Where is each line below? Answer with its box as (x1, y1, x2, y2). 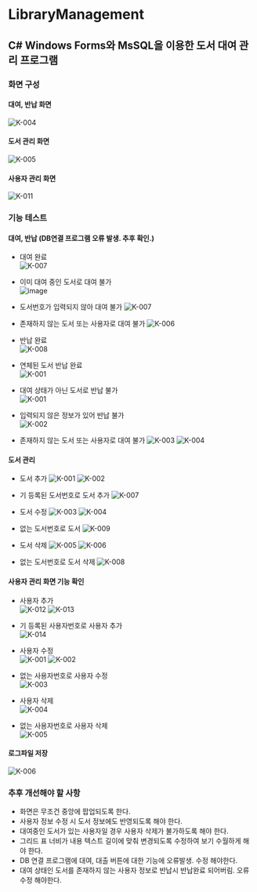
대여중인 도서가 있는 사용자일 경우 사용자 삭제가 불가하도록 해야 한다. (19, 826, 229, 836)
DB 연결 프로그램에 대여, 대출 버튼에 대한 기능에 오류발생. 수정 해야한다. (19, 856, 238, 865)
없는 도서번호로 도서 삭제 (19, 557, 96, 566)
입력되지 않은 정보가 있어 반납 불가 (19, 410, 125, 421)
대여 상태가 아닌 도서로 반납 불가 (19, 386, 118, 395)
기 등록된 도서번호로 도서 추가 (19, 490, 110, 500)
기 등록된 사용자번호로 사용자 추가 (19, 621, 123, 630)
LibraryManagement (8, 5, 145, 24)
